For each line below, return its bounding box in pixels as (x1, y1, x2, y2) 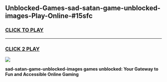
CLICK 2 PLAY (5, 45, 40, 52)
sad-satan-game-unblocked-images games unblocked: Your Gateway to (5, 66, 159, 72)
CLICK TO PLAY (5, 27, 44, 34)
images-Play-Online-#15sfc (5, 12, 93, 20)
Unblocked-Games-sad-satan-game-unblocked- (5, 4, 161, 12)
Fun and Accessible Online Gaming (5, 71, 79, 77)
